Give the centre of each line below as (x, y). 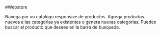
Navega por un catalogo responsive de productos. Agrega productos (75, 17)
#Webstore (16, 7)
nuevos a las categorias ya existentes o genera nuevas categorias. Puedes (80, 22)
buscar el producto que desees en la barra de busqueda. (63, 27)
